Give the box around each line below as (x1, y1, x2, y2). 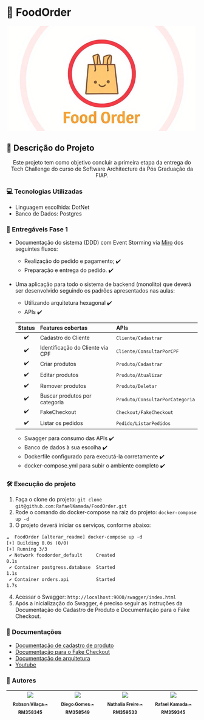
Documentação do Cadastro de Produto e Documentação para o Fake (15, 606, 190, 614)
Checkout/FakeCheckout (116, 409, 174, 415)
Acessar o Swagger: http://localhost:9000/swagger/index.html (15, 593, 177, 600)
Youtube (15, 661, 36, 668)
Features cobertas (39, 324, 88, 331)
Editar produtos (39, 372, 79, 379)
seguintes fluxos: (15, 245, 58, 253)
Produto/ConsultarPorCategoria (116, 396, 195, 402)
